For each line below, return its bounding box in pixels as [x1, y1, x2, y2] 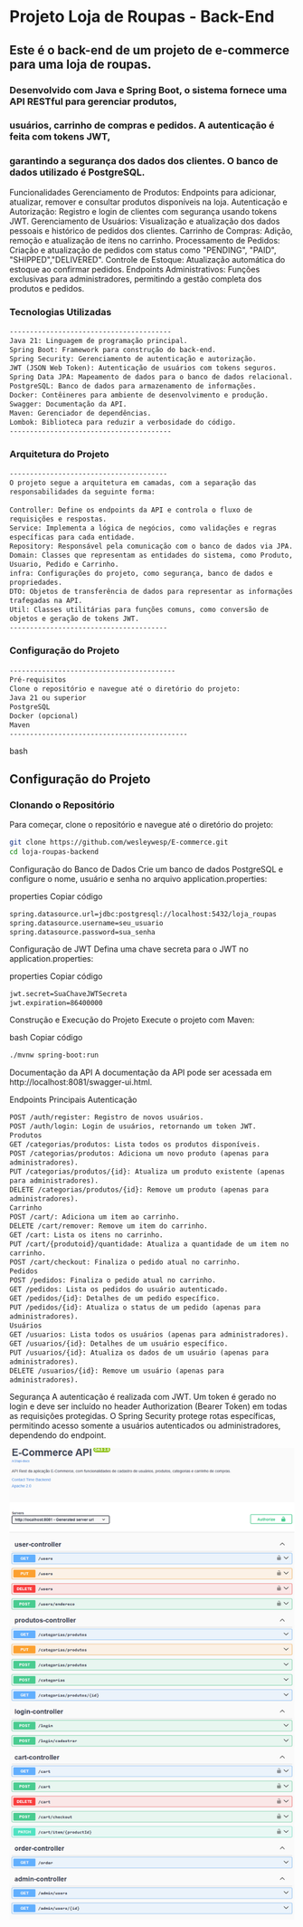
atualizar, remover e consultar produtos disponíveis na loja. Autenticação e [9, 197, 288, 207]
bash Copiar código [9, 1032, 83, 1043]
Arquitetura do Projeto [9, 447, 110, 460]
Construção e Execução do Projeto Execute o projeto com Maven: [9, 1014, 255, 1025]
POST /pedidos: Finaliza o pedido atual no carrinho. [9, 1275, 217, 1285]
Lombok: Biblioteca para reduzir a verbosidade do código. [9, 418, 237, 427]
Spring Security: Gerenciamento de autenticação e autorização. [9, 355, 257, 364]
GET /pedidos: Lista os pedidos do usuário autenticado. [9, 1284, 229, 1294]
